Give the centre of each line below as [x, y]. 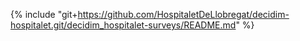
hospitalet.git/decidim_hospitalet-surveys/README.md [123, 25]
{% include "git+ [44, 14]
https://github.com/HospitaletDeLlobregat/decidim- [183, 14]
